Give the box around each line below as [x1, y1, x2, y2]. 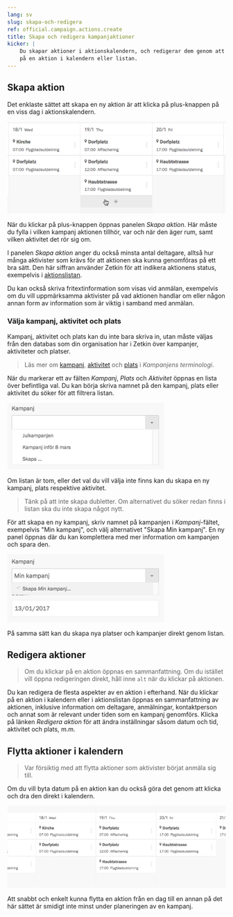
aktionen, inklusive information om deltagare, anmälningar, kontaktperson [7, 703, 217, 712]
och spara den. [7, 540, 51, 548]
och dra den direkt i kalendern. [7, 792, 95, 800]
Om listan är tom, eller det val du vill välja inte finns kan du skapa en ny [7, 476, 210, 485]
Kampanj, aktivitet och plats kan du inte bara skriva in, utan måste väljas [7, 332, 214, 340]
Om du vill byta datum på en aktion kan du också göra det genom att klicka [7, 784, 221, 793]
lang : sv [7, 11, 33, 18]
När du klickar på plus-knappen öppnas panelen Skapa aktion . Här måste [7, 221, 217, 229]
